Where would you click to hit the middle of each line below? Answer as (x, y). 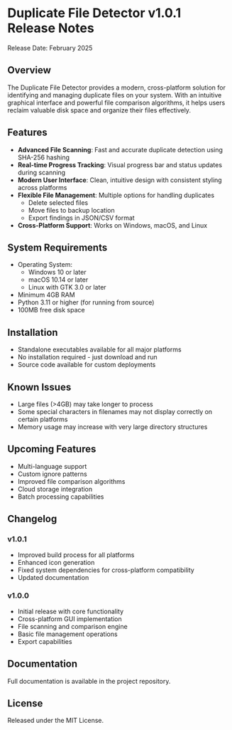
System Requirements (57, 247)
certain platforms (43, 419)
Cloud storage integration (55, 489)
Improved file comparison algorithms (71, 481)
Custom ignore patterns (52, 474)
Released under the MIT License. (56, 721)
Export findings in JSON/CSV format (81, 218)
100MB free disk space (51, 310)
